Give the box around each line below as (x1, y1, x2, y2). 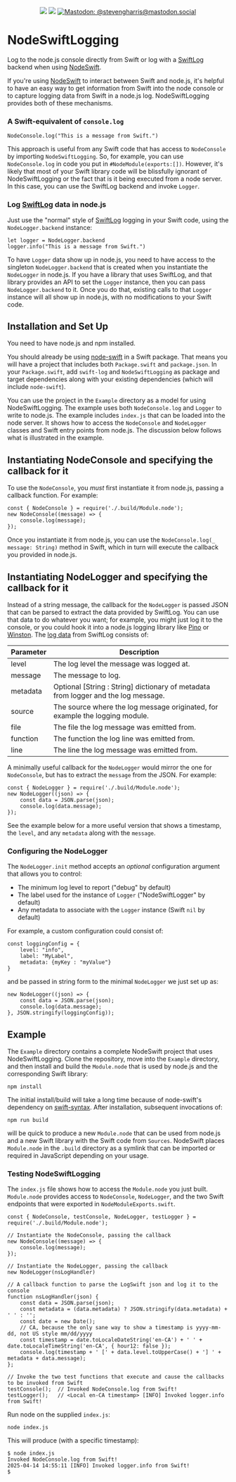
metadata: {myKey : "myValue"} (20, 959, 112, 966)
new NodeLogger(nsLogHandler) (7, 1269, 96, 1276)
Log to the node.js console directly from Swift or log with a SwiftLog (7, 55, 204, 63)
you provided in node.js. (7, 551, 77, 559)
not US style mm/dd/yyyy (20, 1330, 93, 1338)
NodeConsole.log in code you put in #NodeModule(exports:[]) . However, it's (7, 160, 223, 168)
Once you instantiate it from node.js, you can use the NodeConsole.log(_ (7, 535, 216, 544)
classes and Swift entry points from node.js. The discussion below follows (7, 426, 222, 435)
